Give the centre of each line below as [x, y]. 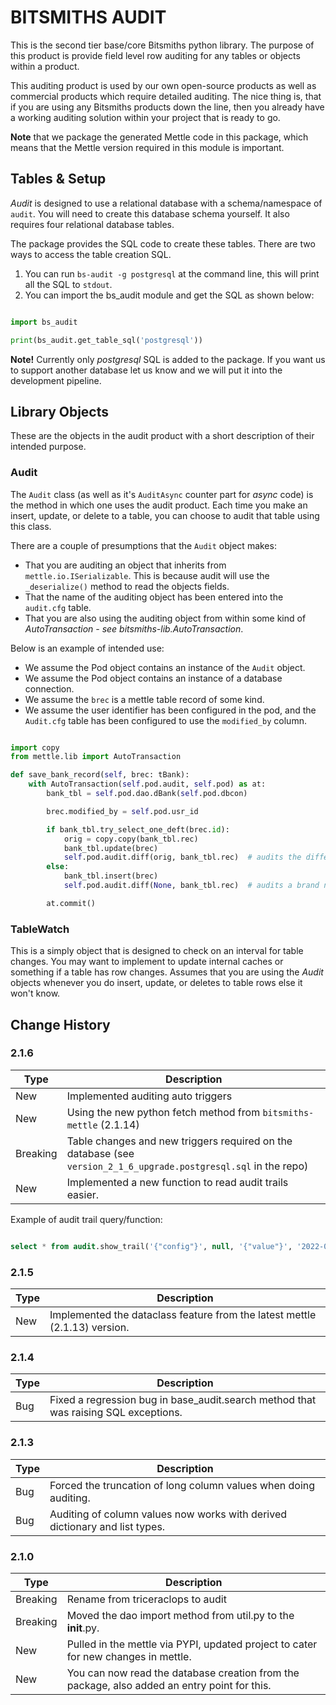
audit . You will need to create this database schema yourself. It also [150, 213]
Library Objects [60, 411]
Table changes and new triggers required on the [179, 1141]
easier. [83, 1194]
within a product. [45, 66]
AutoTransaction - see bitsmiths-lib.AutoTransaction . [134, 628]
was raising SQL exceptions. [116, 1413]
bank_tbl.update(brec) [111, 848]
